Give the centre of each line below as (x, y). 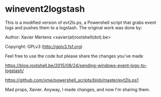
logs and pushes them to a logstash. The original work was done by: (74, 27)
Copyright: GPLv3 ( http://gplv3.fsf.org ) (44, 46)
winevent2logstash (45, 9)
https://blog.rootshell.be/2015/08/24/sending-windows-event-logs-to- (76, 65)
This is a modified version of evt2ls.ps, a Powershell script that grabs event (80, 22)
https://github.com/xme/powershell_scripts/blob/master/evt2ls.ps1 (72, 80)
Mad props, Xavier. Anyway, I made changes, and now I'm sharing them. (78, 89)
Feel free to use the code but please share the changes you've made (74, 56)
